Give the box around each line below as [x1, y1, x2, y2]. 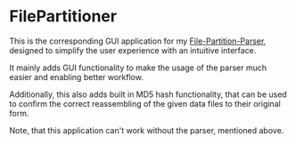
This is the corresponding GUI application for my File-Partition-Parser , [9, 36, 267, 46]
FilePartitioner [9, 6, 118, 27]
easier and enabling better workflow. [9, 71, 144, 82]
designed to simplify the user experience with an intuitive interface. [9, 44, 257, 55]
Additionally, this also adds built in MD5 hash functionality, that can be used [9, 89, 287, 100]
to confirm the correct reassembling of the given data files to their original [9, 98, 281, 108]
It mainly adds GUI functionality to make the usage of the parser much [9, 62, 267, 73]
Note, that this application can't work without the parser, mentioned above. [9, 124, 284, 135]
